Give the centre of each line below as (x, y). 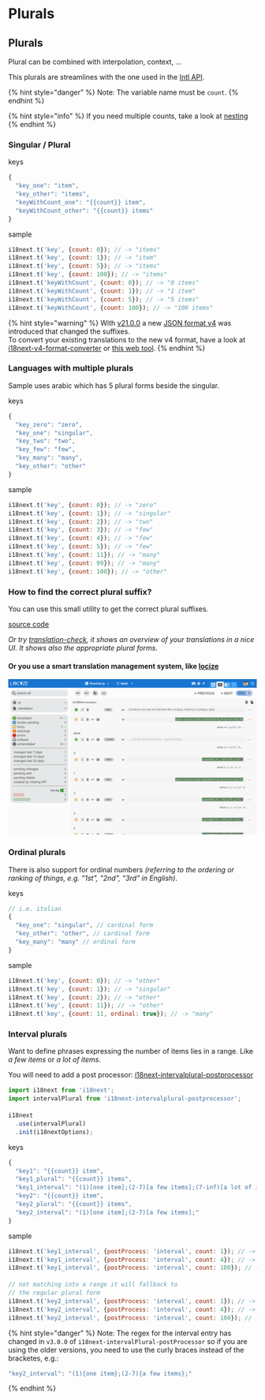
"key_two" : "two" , (46, 441)
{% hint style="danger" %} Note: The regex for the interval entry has (120, 1333)
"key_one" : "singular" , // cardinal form (84, 925)
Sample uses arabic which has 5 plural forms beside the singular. (114, 385)
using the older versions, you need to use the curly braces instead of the (126, 1350)
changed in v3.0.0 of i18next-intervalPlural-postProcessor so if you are (128, 1341)
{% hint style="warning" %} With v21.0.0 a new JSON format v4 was (120, 323)
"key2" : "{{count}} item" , (60, 1196)
